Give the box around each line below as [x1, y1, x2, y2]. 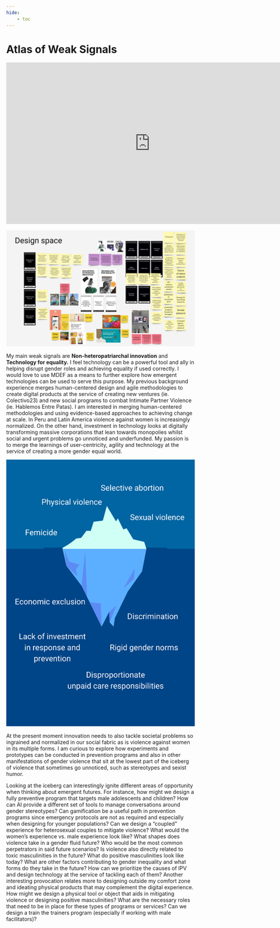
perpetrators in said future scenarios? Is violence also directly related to [6, 845, 184, 853]
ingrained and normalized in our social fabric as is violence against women [6, 739, 190, 746]
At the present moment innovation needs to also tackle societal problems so [6, 732, 193, 740]
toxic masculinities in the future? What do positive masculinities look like [6, 852, 184, 859]
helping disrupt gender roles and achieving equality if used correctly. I [6, 365, 179, 372]
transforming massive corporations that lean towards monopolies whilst [6, 428, 183, 436]
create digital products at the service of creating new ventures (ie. [6, 390, 169, 397]
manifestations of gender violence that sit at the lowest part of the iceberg [6, 757, 190, 765]
